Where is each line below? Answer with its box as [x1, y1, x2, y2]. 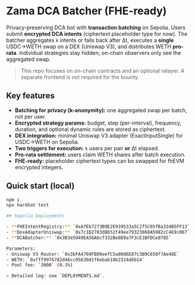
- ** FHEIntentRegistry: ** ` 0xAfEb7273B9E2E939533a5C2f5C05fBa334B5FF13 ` [6, 224, 190, 230]
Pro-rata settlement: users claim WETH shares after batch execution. [14, 151, 186, 158]
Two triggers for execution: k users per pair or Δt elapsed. [14, 144, 159, 151]
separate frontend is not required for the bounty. [20, 73, 140, 80]
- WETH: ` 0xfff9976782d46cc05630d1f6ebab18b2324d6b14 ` [6, 256, 145, 263]
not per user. [14, 113, 46, 120]
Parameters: [6, 246, 36, 252]
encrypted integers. [14, 163, 64, 171]
